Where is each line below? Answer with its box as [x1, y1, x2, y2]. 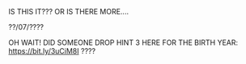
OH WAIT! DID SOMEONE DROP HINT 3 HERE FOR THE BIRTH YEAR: [8, 38, 239, 47]
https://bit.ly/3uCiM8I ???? [8, 46, 95, 55]
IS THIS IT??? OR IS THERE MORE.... [8, 7, 129, 16]
